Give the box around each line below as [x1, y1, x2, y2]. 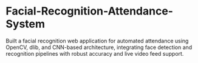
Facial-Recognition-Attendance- [5, 4, 174, 18]
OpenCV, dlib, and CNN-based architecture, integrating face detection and [5, 44, 193, 51]
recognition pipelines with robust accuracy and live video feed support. [5, 50, 184, 57]
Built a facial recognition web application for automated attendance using [5, 37, 189, 44]
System [5, 17, 46, 31]
